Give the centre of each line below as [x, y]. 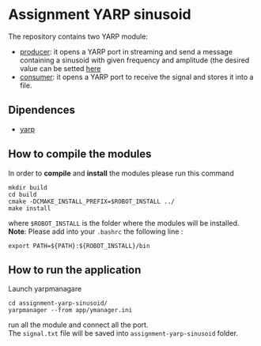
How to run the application [75, 270]
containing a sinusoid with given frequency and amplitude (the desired [134, 60]
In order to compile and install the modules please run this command [121, 173]
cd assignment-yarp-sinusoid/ [58, 303]
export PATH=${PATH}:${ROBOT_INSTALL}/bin [79, 246]
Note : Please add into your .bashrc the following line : [96, 231]
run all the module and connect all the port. [78, 325]
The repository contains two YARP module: [78, 36]
